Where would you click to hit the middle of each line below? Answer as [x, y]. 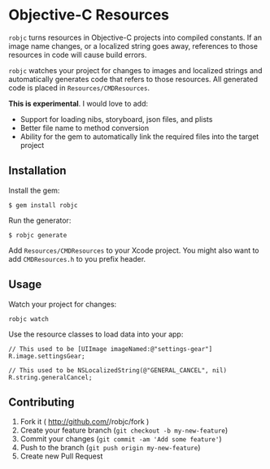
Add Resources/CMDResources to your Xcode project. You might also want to [134, 250]
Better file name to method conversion [84, 128]
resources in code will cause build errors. [78, 54]
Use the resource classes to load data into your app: [96, 334]
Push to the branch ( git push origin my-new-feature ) [110, 448]
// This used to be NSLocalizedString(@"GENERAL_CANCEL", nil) [118, 370]
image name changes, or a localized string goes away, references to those [133, 46]
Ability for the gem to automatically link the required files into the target [139, 137]
